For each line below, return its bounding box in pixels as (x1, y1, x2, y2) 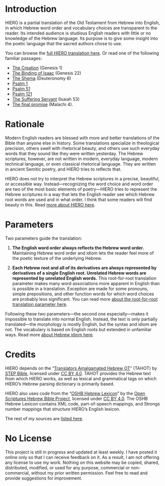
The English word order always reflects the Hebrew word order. (12, 245, 144, 251)
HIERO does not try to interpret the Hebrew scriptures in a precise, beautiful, (5, 175, 160, 181)
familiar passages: (5, 55, 42, 61)
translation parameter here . (12, 301, 68, 307)
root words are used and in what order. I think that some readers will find (5, 197, 152, 202)
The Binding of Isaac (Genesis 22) (12, 70, 82, 76)
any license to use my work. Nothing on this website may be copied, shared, (5, 459, 160, 465)
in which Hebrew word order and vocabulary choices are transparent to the (5, 25, 158, 30)
